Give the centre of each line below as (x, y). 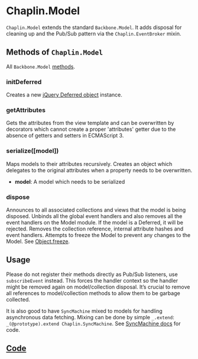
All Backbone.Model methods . (41, 66)
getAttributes (26, 110)
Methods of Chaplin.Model (55, 52)
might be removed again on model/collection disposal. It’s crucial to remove (98, 287)
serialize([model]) (33, 151)
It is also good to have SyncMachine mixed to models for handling (84, 311)
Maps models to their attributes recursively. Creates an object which (89, 164)
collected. (18, 299)
